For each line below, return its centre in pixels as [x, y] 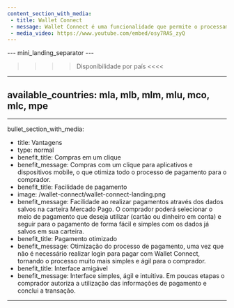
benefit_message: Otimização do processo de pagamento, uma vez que [120, 246]
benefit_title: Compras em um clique [69, 157]
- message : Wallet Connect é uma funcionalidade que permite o [104, 26]
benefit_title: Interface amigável [62, 268]
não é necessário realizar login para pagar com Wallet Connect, [109, 254]
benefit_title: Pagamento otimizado [67, 239]
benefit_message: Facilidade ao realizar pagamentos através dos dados [120, 202]
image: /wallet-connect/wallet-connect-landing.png [91, 194]
